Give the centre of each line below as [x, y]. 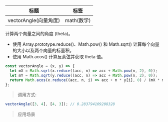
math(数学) [78, 20]
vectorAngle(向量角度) [34, 20]
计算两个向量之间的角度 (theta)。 [39, 34]
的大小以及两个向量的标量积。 [43, 50]
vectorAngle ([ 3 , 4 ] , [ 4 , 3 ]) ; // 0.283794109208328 [60, 104]
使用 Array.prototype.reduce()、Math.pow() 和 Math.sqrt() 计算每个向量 [86, 44]
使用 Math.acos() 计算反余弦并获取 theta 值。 [59, 57]
